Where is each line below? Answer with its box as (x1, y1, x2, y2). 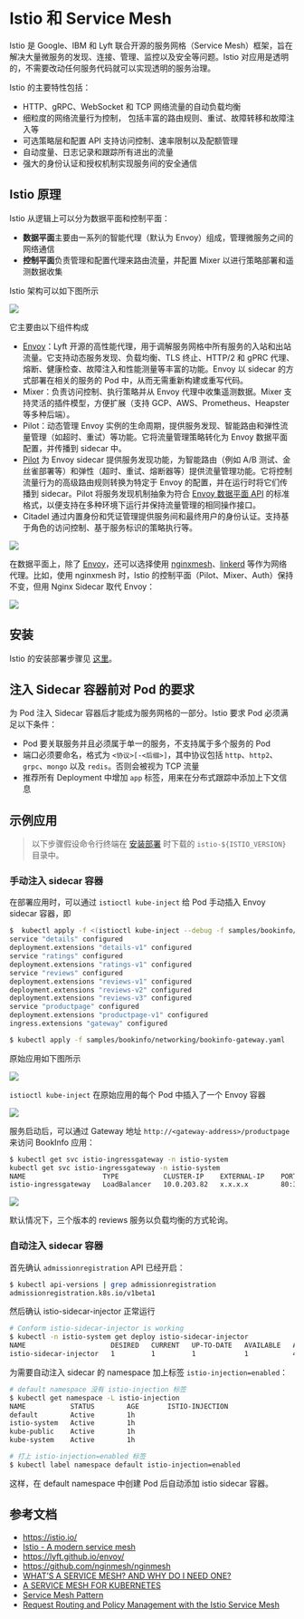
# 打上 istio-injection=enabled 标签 (9, 1452, 147, 1461)
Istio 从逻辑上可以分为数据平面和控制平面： (9, 212, 170, 223)
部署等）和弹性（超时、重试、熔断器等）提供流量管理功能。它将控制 (38, 465, 292, 476)
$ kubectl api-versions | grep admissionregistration (9, 1280, 217, 1289)
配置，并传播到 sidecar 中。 (22, 442, 127, 453)
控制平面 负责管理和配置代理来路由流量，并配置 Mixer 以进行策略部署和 (22, 255, 287, 266)
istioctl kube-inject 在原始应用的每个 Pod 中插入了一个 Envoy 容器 (9, 1089, 266, 1100)
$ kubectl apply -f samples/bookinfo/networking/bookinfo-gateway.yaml (9, 1035, 285, 1044)
